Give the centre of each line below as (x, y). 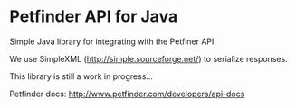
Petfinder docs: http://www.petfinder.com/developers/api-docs (127, 94)
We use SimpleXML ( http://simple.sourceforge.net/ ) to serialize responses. (148, 58)
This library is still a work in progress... (81, 76)
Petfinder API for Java (94, 17)
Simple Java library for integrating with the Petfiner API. (113, 41)
